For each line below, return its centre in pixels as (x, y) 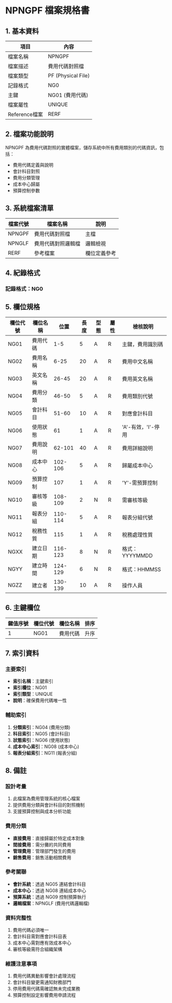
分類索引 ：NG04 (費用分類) (41, 727)
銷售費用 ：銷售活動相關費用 (42, 857)
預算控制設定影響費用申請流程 (44, 995)
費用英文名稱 (137, 379)
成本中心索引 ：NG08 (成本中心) (46, 746)
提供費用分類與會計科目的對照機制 (49, 805)
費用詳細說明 (137, 448)
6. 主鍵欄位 (23, 608)
